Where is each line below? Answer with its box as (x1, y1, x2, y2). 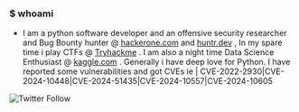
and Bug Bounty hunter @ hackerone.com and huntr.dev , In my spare (22, 37, 283, 48)
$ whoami (9, 7, 54, 20)
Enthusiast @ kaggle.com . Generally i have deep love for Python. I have (22, 57, 291, 68)
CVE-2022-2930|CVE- (200, 66, 285, 77)
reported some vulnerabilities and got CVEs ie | (22, 66, 199, 77)
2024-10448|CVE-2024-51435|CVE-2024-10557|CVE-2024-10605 (22, 76, 273, 87)
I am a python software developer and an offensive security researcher (22, 28, 287, 39)
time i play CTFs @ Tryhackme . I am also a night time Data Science (22, 47, 275, 58)
